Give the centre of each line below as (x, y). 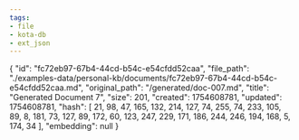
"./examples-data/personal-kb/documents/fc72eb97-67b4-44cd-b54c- (144, 79)
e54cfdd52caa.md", (47, 88)
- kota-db (28, 34)
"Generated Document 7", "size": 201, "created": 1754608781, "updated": (146, 98)
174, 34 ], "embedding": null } (64, 126)
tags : (19, 18)
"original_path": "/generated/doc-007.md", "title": (178, 88)
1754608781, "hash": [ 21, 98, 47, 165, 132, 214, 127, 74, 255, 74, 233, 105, (145, 107)
